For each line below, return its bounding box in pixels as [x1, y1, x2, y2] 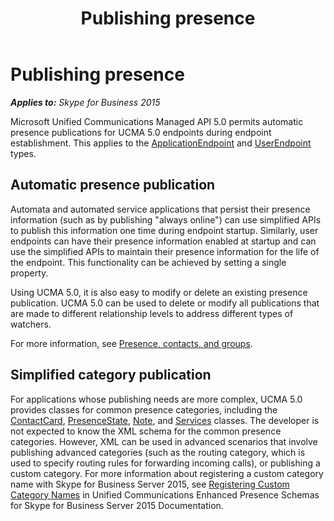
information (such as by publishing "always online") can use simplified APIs [10, 213, 322, 226]
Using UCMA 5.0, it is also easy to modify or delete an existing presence [10, 286, 308, 298]
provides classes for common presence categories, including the [10, 403, 278, 416]
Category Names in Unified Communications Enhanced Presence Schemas [10, 488, 320, 501]
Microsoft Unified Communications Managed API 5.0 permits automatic [10, 115, 304, 127]
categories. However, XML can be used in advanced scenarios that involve [10, 435, 318, 447]
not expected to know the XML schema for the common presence [10, 425, 282, 437]
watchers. [10, 318, 52, 330]
